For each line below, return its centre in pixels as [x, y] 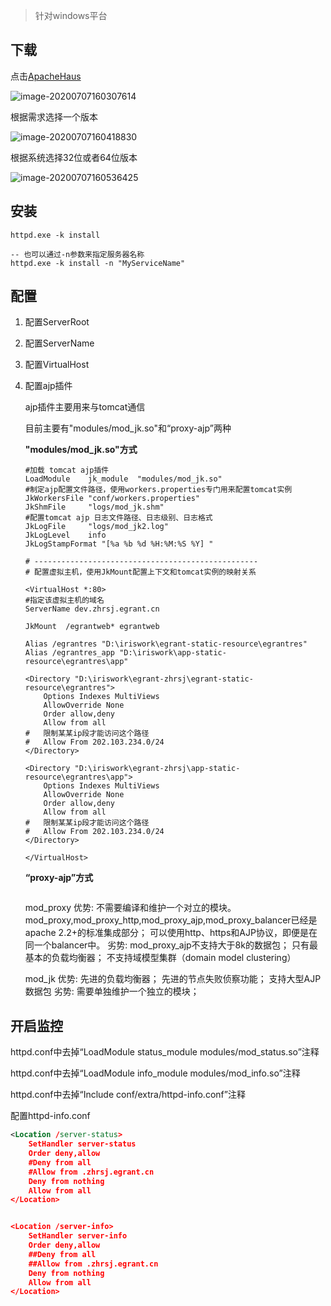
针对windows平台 [71, 15]
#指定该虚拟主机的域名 [64, 600]
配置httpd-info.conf [50, 1116]
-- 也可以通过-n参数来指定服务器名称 [77, 254]
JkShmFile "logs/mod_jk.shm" [94, 507]
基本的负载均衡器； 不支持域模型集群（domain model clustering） [160, 958]
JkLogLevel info [65, 535]
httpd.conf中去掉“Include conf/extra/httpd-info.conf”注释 [128, 1095]
